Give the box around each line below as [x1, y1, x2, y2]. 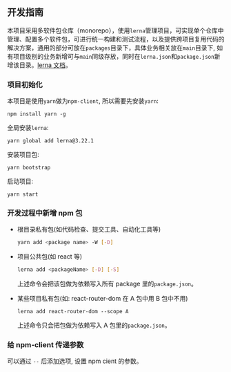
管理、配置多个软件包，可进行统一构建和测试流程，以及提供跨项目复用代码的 [7, 35, 225, 43]
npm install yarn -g [7, 111, 67, 118]
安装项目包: [7, 151, 40, 159]
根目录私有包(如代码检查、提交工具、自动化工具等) [17, 225, 161, 234]
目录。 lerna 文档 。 [19, 61, 72, 69]
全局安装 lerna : [7, 124, 49, 132]
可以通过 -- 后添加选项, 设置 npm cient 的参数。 [7, 357, 143, 365]
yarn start [7, 191, 39, 198]
